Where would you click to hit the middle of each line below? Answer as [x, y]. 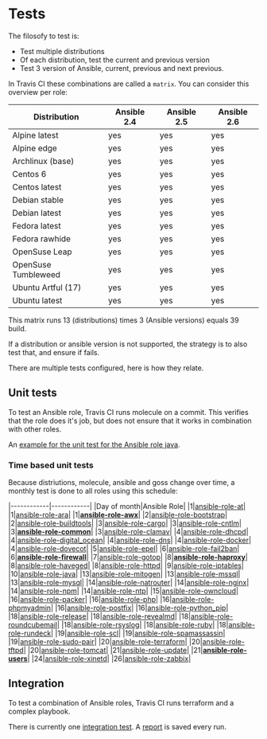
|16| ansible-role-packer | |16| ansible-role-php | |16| [90, 600]
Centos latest [37, 186]
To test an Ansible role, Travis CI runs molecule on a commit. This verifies [128, 412]
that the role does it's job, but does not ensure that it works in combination [130, 420]
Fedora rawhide [42, 238]
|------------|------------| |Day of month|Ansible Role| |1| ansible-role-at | [127, 506]
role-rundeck [30, 633]
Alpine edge [35, 148]
